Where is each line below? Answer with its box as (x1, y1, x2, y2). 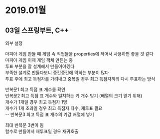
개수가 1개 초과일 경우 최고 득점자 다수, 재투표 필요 (5, 105, 103, 111)
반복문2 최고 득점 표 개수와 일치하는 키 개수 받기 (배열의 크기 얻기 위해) (5, 93, 143, 98)
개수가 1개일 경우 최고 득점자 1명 (5, 99, 67, 105)
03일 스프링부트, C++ (5, 26, 69, 34)
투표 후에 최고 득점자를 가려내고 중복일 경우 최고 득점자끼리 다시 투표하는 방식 (5, 76, 156, 81)
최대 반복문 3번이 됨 (5, 122, 44, 128)
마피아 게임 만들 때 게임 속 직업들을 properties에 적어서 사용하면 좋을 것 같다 (5, 51, 154, 56)
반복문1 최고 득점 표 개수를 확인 (5, 86, 66, 92)
